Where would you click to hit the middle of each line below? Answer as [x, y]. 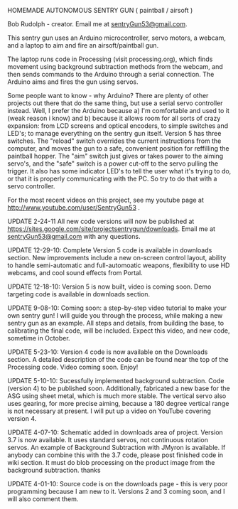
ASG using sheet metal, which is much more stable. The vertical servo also [117, 396]
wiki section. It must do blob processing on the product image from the [111, 462]
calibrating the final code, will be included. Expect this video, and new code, [119, 331]
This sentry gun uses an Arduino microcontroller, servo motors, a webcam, [117, 38]
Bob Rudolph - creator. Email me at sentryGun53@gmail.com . [97, 24]
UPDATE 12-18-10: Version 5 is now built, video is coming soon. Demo [109, 286]
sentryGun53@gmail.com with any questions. [74, 236]
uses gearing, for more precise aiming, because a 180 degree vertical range [118, 403]
